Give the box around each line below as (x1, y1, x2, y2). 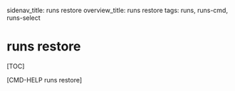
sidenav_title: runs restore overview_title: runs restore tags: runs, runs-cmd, (6, 6, 229, 14)
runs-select (6, 14, 41, 22)
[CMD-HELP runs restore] (6, 75, 83, 84)
